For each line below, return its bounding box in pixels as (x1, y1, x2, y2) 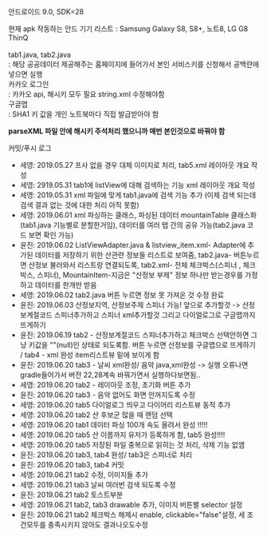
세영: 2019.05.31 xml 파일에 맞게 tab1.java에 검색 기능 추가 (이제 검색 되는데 (19, 190, 257, 200)
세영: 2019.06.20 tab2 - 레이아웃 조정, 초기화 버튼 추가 (19, 380, 191, 389)
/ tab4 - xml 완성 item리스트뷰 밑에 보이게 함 (19, 350, 160, 360)
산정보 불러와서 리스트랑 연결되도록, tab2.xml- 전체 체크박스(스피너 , (28, 261, 241, 269)
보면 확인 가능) (28, 230, 74, 240)
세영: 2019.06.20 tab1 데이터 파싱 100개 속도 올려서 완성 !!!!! (19, 420, 208, 429)
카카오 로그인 (8, 79, 49, 89)
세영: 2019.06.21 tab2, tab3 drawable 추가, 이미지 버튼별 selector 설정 (19, 500, 243, 509)
